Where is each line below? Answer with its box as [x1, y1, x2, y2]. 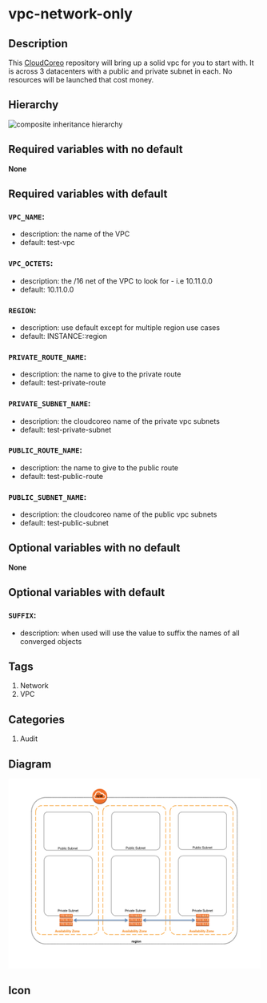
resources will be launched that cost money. [8, 75, 154, 84]
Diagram [8, 757, 52, 771]
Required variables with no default [8, 143, 183, 156]
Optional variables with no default [8, 542, 181, 555]
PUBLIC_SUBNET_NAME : [8, 491, 87, 502]
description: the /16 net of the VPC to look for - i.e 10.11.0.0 [19, 276, 213, 285]
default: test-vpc [19, 238, 75, 248]
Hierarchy [8, 98, 59, 112]
